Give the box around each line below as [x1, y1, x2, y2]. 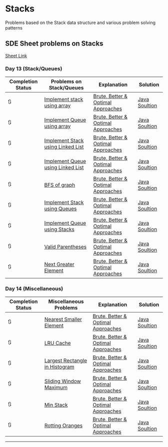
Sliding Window [44, 378, 81, 385]
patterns [5, 24, 22, 30]
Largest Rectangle [44, 357, 87, 364]
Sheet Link [5, 52, 27, 58]
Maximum [44, 384, 67, 391]
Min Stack [44, 401, 68, 408]
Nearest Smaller [44, 316, 82, 323]
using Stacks [44, 226, 75, 233]
